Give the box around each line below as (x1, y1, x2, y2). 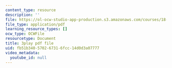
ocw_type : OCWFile (5, 31, 45, 36)
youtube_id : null (10, 55, 47, 60)
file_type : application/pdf (5, 21, 66, 27)
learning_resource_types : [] (5, 27, 68, 32)
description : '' (5, 12, 40, 17)
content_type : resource (5, 7, 56, 13)
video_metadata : (5, 50, 40, 55)
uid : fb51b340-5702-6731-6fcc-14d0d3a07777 (5, 46, 100, 51)
